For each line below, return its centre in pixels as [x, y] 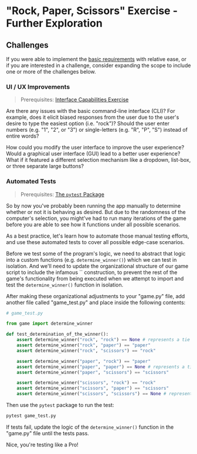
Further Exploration [54, 23]
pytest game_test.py [31, 416]
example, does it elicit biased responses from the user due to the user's [93, 117]
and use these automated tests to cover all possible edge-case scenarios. [95, 242]
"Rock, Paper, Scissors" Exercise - [92, 11]
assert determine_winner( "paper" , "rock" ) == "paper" [84, 361]
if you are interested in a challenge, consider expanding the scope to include [98, 65]
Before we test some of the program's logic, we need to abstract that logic [96, 253]
